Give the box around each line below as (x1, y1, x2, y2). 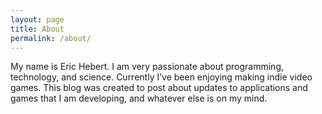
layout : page (10, 14, 65, 25)
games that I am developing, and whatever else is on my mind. (10, 92, 268, 105)
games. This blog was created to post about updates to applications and (10, 82, 308, 94)
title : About (10, 24, 65, 34)
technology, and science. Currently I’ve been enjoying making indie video (10, 71, 313, 83)
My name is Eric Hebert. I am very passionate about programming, (10, 61, 285, 73)
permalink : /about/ (10, 33, 92, 43)
